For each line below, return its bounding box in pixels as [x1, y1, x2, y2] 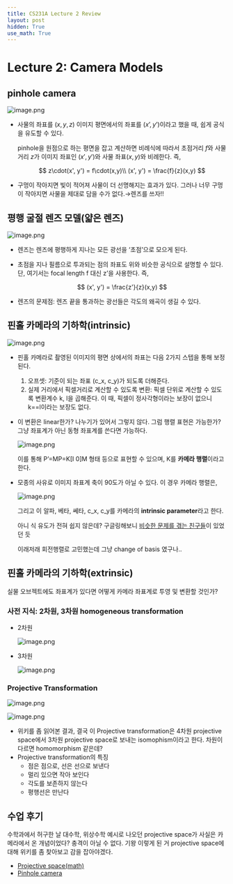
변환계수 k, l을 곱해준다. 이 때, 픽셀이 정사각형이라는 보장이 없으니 [35, 394, 212, 402]
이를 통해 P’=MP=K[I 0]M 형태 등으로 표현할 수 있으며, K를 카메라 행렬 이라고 [17, 454, 225, 463]
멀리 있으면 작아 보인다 [27, 770, 90, 779]
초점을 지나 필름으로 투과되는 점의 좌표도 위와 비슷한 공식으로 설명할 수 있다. [17, 260, 224, 269]
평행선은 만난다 [27, 788, 70, 796]
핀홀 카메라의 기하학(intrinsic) [7, 320, 131, 331]
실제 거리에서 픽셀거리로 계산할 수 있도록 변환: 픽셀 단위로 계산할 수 [27, 385, 210, 394]
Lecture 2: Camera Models [7, 60, 163, 75]
